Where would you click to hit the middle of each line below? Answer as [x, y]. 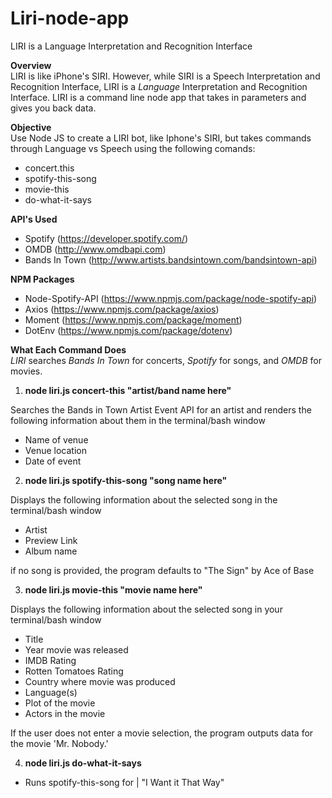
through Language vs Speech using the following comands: [133, 148]
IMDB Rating [50, 660]
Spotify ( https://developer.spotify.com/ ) [106, 238]
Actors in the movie [65, 713]
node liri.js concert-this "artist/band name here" [128, 390]
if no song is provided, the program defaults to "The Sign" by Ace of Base [162, 570]
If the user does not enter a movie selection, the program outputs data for [162, 733]
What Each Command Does [68, 349]
